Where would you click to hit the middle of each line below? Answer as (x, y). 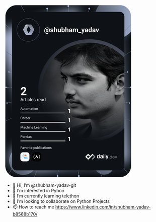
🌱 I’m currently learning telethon (46, 196)
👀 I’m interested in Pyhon (38, 190)
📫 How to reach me (33, 207)
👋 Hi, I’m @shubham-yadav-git (44, 185)
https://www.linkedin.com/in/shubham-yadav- (103, 207)
